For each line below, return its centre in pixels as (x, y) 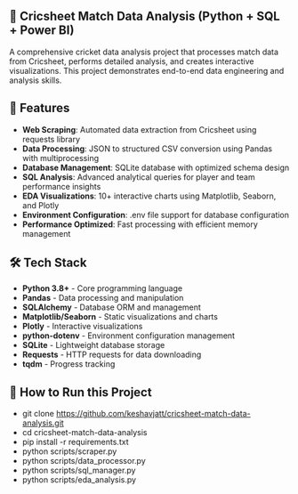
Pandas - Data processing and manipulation (103, 298)
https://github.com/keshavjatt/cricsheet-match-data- (153, 414)
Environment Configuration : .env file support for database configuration (156, 215)
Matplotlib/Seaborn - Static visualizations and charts (120, 317)
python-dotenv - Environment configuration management (129, 336)
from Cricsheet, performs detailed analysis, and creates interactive (132, 61)
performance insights (61, 186)
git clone (38, 414)
